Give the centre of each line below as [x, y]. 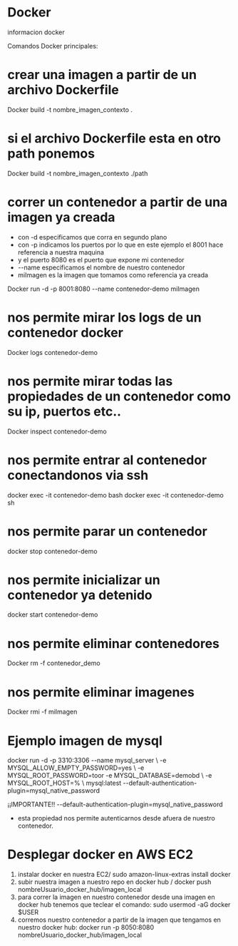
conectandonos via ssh [78, 475]
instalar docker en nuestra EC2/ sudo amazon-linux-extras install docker [124, 875]
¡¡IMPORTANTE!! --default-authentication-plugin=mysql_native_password [115, 804]
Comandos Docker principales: [53, 46]
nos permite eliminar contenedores [113, 643]
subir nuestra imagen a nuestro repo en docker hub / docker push [114, 882]
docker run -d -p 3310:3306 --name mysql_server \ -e [87, 761]
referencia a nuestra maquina [61, 252]
